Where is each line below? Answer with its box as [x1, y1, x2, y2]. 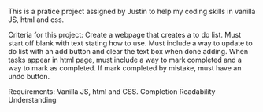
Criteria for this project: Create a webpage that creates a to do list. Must [8, 31, 242, 39]
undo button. [8, 72, 50, 81]
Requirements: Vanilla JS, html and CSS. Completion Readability [8, 87, 216, 96]
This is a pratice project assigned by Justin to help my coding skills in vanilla [8, 7, 256, 16]
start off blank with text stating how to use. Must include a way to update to [8, 38, 254, 48]
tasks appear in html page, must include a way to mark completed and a [8, 55, 243, 64]
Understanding [8, 96, 57, 104]
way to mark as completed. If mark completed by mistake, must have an [8, 63, 242, 73]
